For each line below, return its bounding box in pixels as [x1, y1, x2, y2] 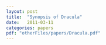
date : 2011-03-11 [6, 19, 54, 25]
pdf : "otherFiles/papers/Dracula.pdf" [6, 30, 101, 36]
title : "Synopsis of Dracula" [6, 14, 83, 20]
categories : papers [6, 25, 54, 31]
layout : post [6, 8, 38, 15]
